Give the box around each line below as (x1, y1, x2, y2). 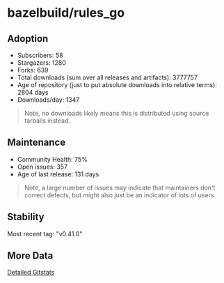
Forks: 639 (17, 66, 49, 74)
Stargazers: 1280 (17, 59, 66, 67)
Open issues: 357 (17, 162, 68, 171)
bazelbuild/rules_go (7, 5, 125, 21)
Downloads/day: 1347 (17, 95, 80, 104)
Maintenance (7, 137, 66, 148)
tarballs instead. (24, 116, 71, 125)
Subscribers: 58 (17, 51, 64, 59)
